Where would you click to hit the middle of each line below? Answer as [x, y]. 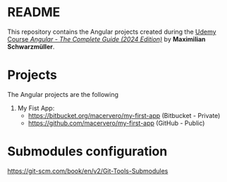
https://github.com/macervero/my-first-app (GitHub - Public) [116, 123]
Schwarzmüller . [31, 46]
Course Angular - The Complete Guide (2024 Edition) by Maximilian [106, 39]
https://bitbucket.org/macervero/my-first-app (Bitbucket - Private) [124, 115]
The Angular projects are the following [63, 94]
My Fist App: [36, 108]
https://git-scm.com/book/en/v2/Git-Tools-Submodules [88, 171]
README [34, 12]
